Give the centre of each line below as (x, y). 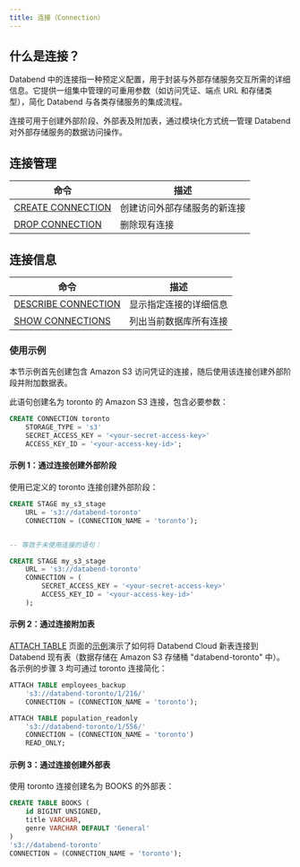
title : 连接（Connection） (57, 18)
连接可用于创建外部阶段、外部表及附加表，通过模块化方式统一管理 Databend (150, 121)
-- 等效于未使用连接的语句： (56, 545)
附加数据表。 (48, 383)
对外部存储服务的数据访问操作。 (68, 132)
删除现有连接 (147, 225)
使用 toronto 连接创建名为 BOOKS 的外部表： (92, 786)
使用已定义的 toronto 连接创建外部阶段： (84, 487)
